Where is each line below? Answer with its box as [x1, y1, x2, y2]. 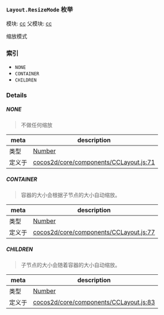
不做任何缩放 [20, 122, 52, 129]
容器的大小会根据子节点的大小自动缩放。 [20, 192, 120, 199]
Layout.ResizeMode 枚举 [6, 5, 73, 13]
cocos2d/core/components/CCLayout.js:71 [33, 158, 155, 166]
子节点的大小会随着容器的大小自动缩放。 [20, 262, 120, 269]
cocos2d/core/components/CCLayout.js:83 [33, 298, 155, 307]
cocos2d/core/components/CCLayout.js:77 [33, 228, 155, 237]
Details [6, 91, 27, 99]
